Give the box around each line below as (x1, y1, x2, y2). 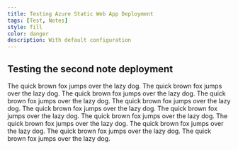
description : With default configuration (7, 37, 132, 44)
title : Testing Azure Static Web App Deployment (7, 10, 154, 18)
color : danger (7, 30, 50, 37)
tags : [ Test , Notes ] (7, 17, 69, 24)
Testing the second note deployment (7, 63, 174, 75)
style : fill (7, 23, 42, 30)
